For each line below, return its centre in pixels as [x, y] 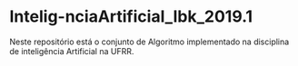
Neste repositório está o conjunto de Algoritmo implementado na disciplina [149, 42]
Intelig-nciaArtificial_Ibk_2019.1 [131, 17]
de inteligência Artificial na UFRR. [72, 51]
